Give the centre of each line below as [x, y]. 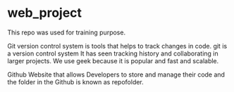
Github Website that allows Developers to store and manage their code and [116, 74]
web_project [45, 13]
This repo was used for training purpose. [66, 32]
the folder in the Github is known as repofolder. [76, 81]
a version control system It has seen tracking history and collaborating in [113, 53]
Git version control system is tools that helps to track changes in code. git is [117, 46]
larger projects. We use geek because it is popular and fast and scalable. [113, 60]
